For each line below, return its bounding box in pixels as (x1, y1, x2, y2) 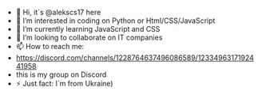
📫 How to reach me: (15, 42, 85, 51)
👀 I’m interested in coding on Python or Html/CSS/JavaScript (15, 16, 216, 25)
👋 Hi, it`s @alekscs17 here (15, 8, 101, 17)
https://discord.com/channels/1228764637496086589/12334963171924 (15, 53, 254, 63)
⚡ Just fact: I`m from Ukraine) (15, 79, 113, 88)
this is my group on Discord (15, 70, 107, 79)
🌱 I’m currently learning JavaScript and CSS (15, 25, 161, 33)
